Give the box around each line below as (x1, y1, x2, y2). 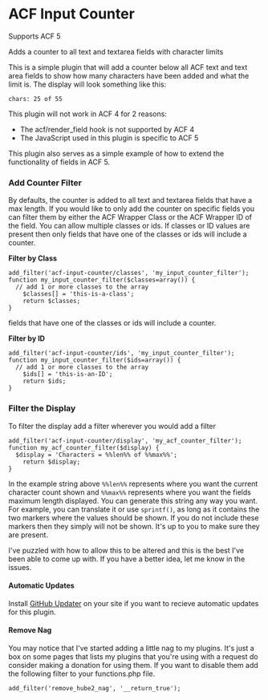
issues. (8, 562, 32, 572)
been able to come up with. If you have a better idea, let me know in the (8, 554, 246, 564)
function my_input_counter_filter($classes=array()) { (8, 276, 196, 285)
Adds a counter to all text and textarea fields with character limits (8, 47, 224, 56)
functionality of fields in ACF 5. (8, 157, 111, 167)
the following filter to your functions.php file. (8, 669, 156, 678)
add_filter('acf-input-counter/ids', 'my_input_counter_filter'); (8, 350, 235, 358)
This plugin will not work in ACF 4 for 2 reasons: (8, 109, 167, 119)
